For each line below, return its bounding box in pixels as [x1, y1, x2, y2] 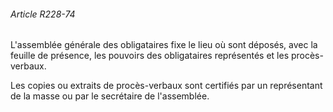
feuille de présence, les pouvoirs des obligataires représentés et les [10, 50, 290, 62]
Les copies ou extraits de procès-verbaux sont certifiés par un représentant [10, 80, 323, 92]
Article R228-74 [10, 8, 76, 20]
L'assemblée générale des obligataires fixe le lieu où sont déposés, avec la [10, 39, 318, 51]
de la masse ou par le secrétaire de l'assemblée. [10, 90, 210, 102]
